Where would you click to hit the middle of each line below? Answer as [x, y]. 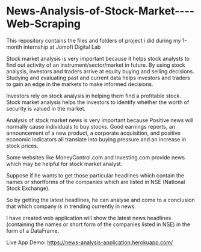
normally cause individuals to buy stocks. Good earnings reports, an [91, 126]
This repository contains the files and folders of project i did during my [94, 40]
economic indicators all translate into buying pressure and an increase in [96, 139]
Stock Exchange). [28, 188]
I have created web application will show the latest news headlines [89, 218]
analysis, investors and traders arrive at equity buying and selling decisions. [100, 71]
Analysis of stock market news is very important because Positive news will [100, 120]
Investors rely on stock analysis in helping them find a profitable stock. [94, 96]
